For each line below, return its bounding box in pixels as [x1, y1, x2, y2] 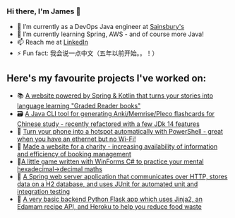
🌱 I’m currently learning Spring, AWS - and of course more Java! [16, 30, 204, 38]
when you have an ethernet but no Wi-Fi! [16, 134, 136, 144]
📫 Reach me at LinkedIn [16, 38, 89, 47]
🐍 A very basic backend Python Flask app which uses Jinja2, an [16, 195, 203, 204]
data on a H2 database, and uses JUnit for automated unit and [16, 180, 198, 188]
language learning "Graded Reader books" [16, 102, 141, 110]
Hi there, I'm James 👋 [6, 6, 81, 16]
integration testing [16, 188, 71, 196]
